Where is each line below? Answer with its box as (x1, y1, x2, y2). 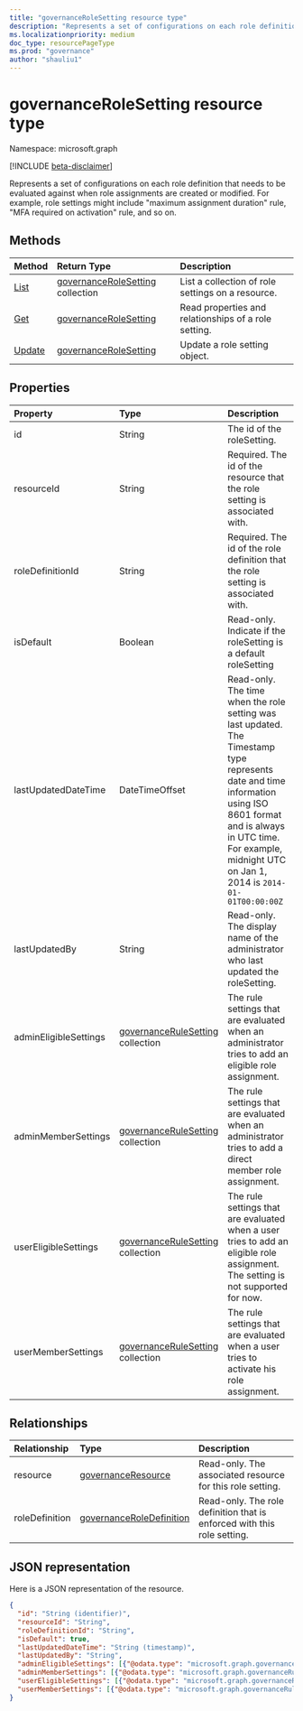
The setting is (227, 1269, 286, 1281)
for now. (227, 1291, 263, 1304)
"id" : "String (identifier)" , (17, 1609, 131, 1619)
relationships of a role (179, 312, 272, 325)
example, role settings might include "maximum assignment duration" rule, (9, 197, 287, 208)
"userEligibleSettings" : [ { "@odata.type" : (17, 1677, 179, 1686)
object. (179, 349, 209, 362)
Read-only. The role (197, 1495, 284, 1508)
